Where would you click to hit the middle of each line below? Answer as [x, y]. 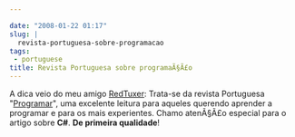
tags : [20, 51]
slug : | [24, 34]
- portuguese [38, 60]
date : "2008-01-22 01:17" [58, 25]
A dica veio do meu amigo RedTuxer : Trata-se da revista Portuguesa [137, 93]
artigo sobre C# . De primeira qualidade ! [85, 122]
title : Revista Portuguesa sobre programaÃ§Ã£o [101, 68]
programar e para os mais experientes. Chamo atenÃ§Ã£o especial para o [148, 113]
